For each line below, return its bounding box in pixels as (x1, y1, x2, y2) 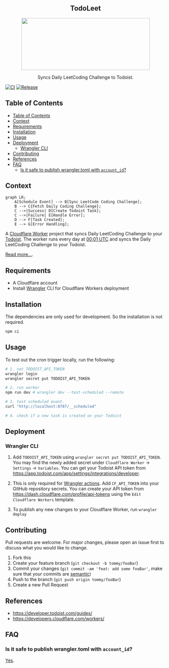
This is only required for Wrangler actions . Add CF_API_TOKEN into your (12, 480, 159, 487)
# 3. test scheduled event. (5, 399, 65, 404)
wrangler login (5, 371, 38, 376)
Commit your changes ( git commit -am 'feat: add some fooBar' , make (12, 565, 163, 571)
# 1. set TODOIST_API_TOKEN (5, 366, 65, 372)
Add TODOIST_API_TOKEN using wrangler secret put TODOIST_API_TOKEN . (12, 454, 161, 460)
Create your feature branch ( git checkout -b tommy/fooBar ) (12, 560, 138, 566)
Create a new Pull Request (12, 582, 69, 588)
